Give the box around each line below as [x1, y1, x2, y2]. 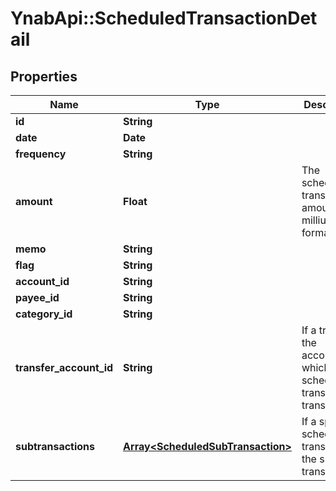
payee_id [15, 291, 60, 304]
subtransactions [15, 440, 96, 453]
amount [15, 195, 53, 208]
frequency [15, 147, 67, 161]
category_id [15, 307, 73, 321]
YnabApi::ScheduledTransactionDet [10, 7, 318, 30]
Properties [10, 68, 78, 85]
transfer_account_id [15, 361, 114, 374]
